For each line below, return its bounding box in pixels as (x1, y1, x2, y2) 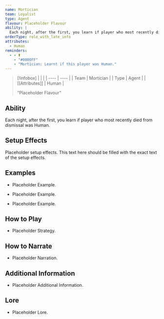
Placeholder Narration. (12, 255, 58, 261)
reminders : (5, 48, 27, 53)
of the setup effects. (5, 155, 46, 160)
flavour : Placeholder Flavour (5, 21, 67, 26)
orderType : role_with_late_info (5, 35, 71, 40)
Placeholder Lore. (12, 309, 48, 315)
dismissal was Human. (5, 122, 50, 128)
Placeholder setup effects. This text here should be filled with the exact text (5, 149, 157, 155)
